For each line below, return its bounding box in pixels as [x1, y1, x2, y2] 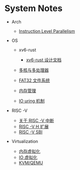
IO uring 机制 [18, 98, 45, 104]
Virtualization [11, 138, 38, 144]
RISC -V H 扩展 [18, 124, 49, 129]
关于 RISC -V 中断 [18, 117, 54, 123]
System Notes [4, 3, 63, 14]
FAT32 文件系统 [18, 77, 50, 83]
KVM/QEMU [18, 160, 43, 166]
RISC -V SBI [18, 129, 43, 135]
